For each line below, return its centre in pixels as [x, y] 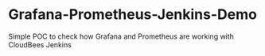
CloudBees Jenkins [40, 44]
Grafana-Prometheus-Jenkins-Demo [132, 15]
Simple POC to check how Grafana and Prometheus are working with [121, 36]
